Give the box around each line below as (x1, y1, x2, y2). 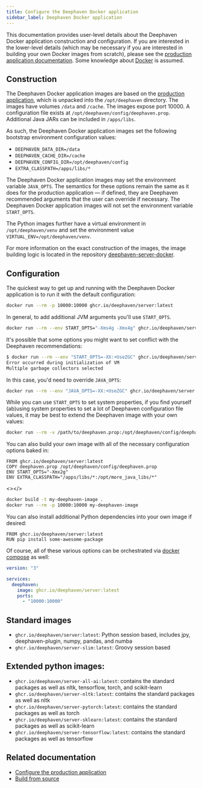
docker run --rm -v (6, 429, 55, 436)
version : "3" (6, 565, 39, 571)
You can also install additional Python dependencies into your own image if (6, 513, 192, 520)
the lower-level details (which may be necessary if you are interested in (6, 43, 183, 51)
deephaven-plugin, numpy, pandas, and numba (14, 637, 133, 645)
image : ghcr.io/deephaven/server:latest (17, 587, 120, 593)
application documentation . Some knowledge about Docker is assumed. (6, 57, 185, 64)
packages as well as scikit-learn (14, 722, 95, 730)
